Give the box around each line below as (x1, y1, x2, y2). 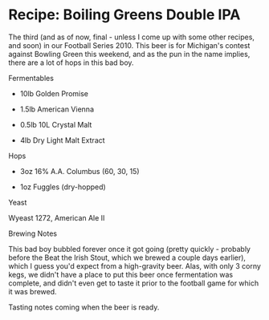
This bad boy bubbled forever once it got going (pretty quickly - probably (8, 244, 251, 253)
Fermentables (8, 73, 55, 83)
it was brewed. (8, 286, 58, 296)
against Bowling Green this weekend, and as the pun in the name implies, (8, 49, 251, 59)
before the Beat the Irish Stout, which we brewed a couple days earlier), (8, 253, 247, 262)
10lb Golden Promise (19, 88, 88, 98)
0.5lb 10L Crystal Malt (19, 119, 92, 129)
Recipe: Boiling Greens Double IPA (8, 6, 241, 24)
